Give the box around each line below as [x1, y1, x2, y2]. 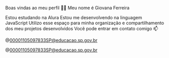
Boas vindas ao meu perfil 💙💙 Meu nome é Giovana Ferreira [5, 5, 130, 11]
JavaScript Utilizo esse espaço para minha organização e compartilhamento [5, 20, 164, 26]
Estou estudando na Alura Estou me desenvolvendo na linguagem [5, 15, 143, 20]
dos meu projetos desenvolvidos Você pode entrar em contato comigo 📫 [5, 26, 158, 31]
